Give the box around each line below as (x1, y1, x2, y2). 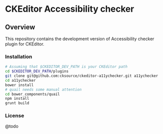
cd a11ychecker (5, 78, 36, 83)
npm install (5, 96, 29, 101)
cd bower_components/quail (5, 91, 60, 96)
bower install (5, 82, 34, 88)
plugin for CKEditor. (5, 41, 45, 47)
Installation (5, 53, 33, 60)
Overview (5, 23, 36, 31)
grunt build (5, 101, 29, 106)
